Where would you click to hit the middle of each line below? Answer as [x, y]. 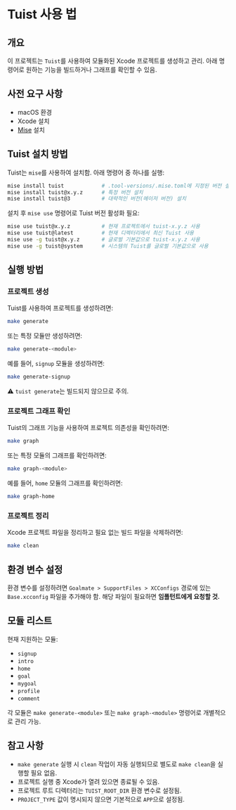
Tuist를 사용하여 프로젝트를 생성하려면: [60, 308]
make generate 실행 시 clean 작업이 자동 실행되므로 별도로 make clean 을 [117, 764]
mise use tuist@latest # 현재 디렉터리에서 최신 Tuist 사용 [101, 233]
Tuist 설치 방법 [38, 154]
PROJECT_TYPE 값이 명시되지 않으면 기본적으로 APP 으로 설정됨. [101, 799]
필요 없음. [44, 773]
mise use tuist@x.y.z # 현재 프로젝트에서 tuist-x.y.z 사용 [104, 227]
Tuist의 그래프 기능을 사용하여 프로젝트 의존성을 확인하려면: [88, 428]
